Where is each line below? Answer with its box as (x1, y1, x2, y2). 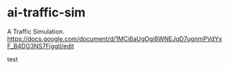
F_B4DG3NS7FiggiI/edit (7, 42, 74, 50)
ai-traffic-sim (7, 5, 86, 20)
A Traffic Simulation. (7, 27, 65, 36)
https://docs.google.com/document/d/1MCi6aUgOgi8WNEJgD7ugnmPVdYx (7, 34, 222, 42)
